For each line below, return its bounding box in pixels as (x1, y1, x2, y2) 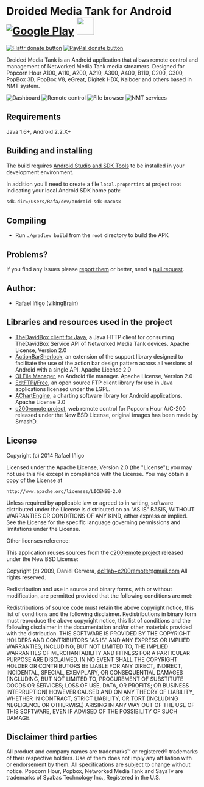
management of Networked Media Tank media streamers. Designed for (6, 62, 185, 70)
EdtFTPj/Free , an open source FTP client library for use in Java (15, 379, 173, 386)
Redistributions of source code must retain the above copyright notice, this (6, 604, 194, 611)
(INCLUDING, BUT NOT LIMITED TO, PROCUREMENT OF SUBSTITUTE (6, 675, 184, 683)
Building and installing (6, 145, 93, 156)
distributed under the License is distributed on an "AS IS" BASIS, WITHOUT (6, 505, 195, 513)
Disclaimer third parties (6, 731, 97, 742)
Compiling (6, 215, 47, 225)
